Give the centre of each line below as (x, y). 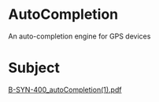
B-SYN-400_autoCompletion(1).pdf (65, 89)
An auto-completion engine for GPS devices (79, 36)
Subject (34, 68)
